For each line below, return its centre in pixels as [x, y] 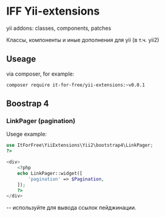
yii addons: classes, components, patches [59, 28]
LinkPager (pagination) [41, 121]
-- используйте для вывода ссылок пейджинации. [71, 208]
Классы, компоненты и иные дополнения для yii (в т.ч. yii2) [83, 40]
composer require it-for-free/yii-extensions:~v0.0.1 [76, 85]
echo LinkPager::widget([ [50, 173]
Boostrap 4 [28, 104]
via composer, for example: [40, 74]
